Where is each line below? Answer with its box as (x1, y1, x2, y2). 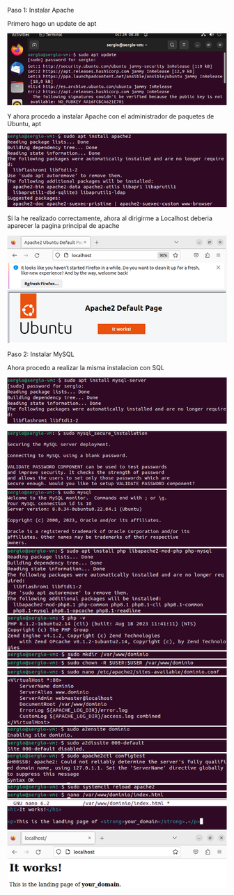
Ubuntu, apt (7, 119, 42, 128)
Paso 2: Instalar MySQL (7, 350, 75, 358)
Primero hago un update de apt (7, 20, 97, 27)
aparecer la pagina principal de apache (7, 221, 120, 229)
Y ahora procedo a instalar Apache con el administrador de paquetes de (7, 112, 214, 121)
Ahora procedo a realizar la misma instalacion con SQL (7, 364, 165, 372)
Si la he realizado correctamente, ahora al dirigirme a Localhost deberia (7, 214, 212, 222)
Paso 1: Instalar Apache (7, 6, 75, 14)
